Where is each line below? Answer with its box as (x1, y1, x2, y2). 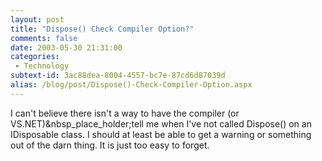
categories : (10, 52, 60, 62)
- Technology (14, 61, 70, 71)
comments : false (10, 33, 78, 43)
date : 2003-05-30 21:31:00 (10, 42, 123, 53)
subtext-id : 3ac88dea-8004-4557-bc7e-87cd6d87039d (10, 71, 226, 81)
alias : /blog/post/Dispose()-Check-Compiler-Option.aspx (10, 80, 253, 90)
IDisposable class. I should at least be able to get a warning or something (10, 128, 312, 140)
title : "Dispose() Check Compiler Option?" (10, 24, 195, 34)
